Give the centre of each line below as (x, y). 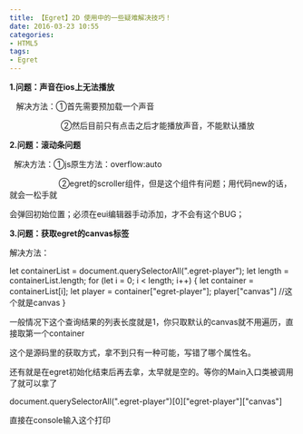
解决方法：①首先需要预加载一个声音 (85, 106)
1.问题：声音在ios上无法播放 (62, 87)
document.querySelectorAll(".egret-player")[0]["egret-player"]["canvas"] (146, 401)
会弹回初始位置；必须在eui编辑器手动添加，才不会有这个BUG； (127, 214)
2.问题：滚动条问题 (45, 145)
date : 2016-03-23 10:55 (54, 26)
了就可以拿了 (33, 383)
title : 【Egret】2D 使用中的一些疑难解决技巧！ (91, 18)
